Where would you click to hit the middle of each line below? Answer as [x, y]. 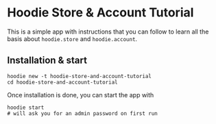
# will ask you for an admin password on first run [82, 113]
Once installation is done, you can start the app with [81, 95]
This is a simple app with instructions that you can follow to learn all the [108, 32]
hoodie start [26, 108]
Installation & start [47, 61]
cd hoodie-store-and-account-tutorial [62, 82]
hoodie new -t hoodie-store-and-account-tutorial [80, 76]
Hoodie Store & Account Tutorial [100, 13]
